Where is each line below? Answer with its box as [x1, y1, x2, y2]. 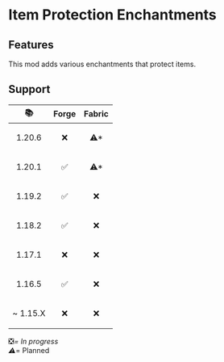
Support [8, 82, 51, 96]
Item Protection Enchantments [8, 6, 218, 24]
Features [8, 38, 54, 52]
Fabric [83, 108, 109, 120]
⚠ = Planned [8, 345, 50, 355]
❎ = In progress [8, 336, 59, 346]
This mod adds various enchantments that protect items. [8, 59, 196, 69]
